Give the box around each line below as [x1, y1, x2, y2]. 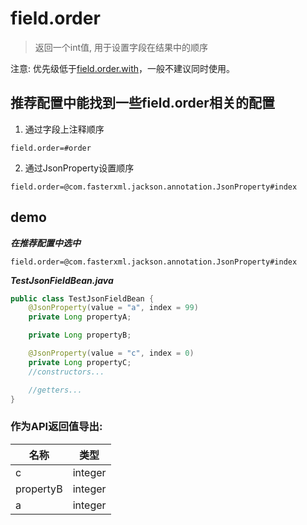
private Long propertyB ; [28, 330, 132, 341]
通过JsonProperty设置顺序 [24, 162, 135, 174]
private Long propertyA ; [28, 312, 132, 322]
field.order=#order [10, 143, 92, 153]
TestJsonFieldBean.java [10, 274, 114, 286]
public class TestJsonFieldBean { [10, 293, 155, 304]
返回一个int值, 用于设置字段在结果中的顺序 [34, 41, 209, 53]
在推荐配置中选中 [10, 237, 81, 249]
